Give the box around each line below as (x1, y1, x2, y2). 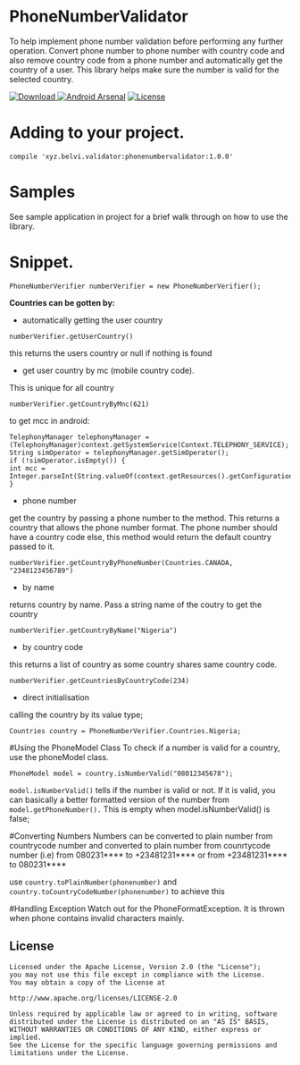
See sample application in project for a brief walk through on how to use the (9, 211, 288, 222)
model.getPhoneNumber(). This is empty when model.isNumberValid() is (9, 803, 271, 815)
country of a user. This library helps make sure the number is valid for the (9, 64, 279, 75)
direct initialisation (21, 691, 90, 703)
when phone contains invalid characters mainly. (9, 912, 185, 923)
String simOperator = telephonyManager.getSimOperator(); (9, 448, 229, 457)
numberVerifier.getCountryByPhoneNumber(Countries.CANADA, (9, 558, 234, 567)
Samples (9, 182, 76, 202)
